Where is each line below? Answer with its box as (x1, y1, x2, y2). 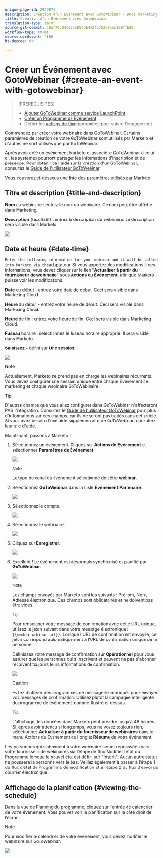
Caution (12, 680, 28, 686)
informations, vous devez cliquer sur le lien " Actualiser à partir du (5, 267, 138, 273)
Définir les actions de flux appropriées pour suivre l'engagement (24, 120, 152, 127)
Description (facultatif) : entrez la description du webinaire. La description (5, 216, 154, 222)
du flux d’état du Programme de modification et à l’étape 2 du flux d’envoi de (5, 765, 159, 770)
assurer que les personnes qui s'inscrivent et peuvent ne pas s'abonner (12, 657, 156, 662)
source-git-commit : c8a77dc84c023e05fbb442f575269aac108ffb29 (5, 25, 134, 30)
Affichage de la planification (5, 784, 93, 792)
